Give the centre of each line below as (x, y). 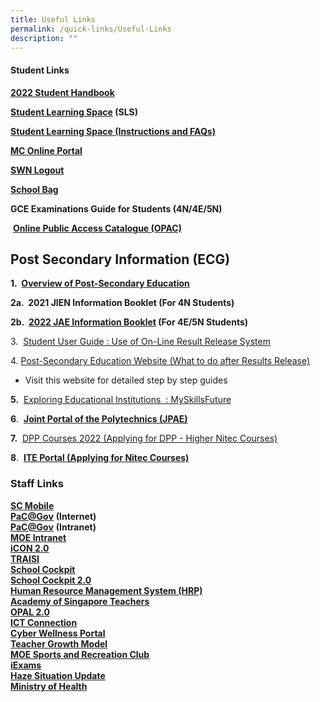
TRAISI (25, 558)
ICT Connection (44, 622)
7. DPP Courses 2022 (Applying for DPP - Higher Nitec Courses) (144, 438)
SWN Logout (37, 170)
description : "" (44, 38)
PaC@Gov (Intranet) (53, 527)
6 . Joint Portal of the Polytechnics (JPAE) (99, 419)
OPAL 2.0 (30, 612)
